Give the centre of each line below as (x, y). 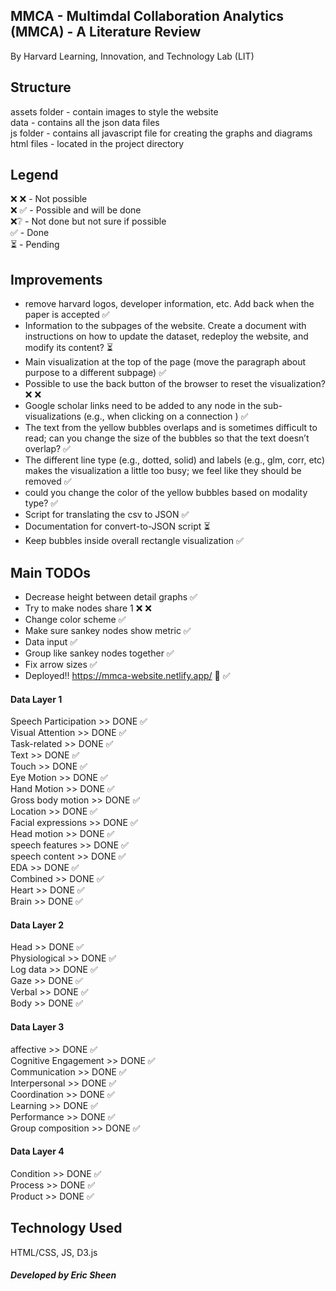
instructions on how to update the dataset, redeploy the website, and (166, 336)
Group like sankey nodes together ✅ (99, 653)
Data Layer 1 (36, 699)
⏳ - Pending (35, 245)
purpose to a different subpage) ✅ (95, 373)
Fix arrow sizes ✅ (61, 665)
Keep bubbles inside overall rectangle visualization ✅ (134, 541)
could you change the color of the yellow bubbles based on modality (166, 493)
